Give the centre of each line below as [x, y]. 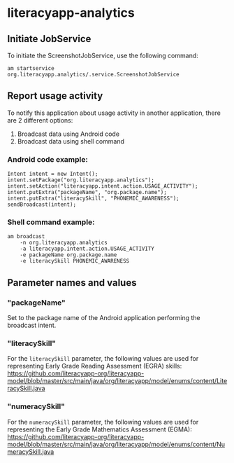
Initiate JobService [49, 39]
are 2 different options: [40, 120]
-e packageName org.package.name [68, 255]
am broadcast [26, 237]
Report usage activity [55, 96]
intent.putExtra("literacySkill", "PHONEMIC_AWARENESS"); [93, 199]
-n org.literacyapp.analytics [64, 243]
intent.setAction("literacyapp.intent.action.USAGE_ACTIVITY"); [103, 186]
